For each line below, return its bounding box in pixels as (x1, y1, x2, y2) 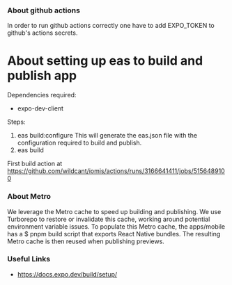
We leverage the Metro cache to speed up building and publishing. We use (7, 207, 222, 215)
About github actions (7, 6, 80, 15)
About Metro (7, 192, 51, 202)
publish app (7, 68, 77, 83)
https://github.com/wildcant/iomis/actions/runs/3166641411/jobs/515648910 (7, 167, 225, 175)
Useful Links (7, 254, 51, 264)
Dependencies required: (7, 91, 77, 99)
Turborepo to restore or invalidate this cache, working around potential (7, 215, 210, 223)
